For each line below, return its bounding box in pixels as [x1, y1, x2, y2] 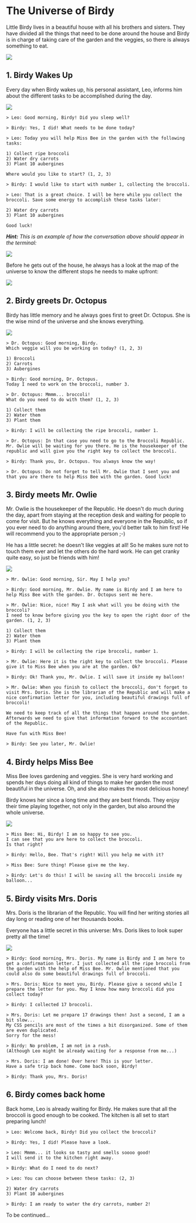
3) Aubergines [6, 366, 41, 371]
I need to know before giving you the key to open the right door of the [6, 612, 191, 618]
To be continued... [6, 1211, 50, 1218]
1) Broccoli [6, 356, 35, 361]
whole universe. [6, 809, 45, 816]
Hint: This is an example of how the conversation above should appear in [6, 233, 184, 240]
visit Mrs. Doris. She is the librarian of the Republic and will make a [6, 689, 191, 696]
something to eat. [6, 42, 49, 49]
